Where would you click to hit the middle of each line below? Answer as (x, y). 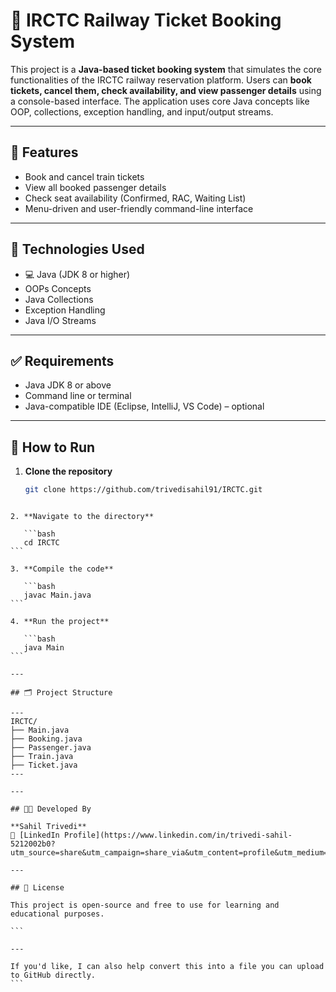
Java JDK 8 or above (68, 385)
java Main (44, 648)
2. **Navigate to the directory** (82, 517)
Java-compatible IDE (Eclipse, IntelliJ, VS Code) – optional (144, 406)
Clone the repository (68, 471)
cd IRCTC (41, 543)
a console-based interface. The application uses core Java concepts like (160, 101)
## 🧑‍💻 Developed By (51, 809)
